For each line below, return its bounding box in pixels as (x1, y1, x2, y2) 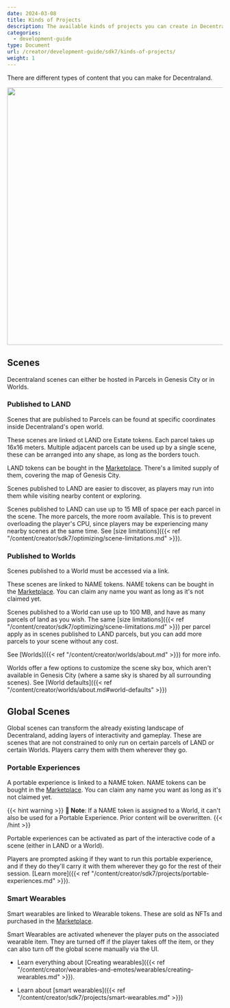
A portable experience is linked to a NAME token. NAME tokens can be (7, 779, 207, 787)
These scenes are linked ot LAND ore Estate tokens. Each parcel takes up (7, 435, 214, 444)
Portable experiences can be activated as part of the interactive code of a (7, 834, 216, 843)
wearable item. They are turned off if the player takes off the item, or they (7, 937, 214, 946)
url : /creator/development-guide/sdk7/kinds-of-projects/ (7, 49, 176, 56)
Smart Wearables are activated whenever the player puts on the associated (7, 930, 219, 938)
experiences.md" (7, 877, 56, 885)
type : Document (7, 42, 51, 49)
